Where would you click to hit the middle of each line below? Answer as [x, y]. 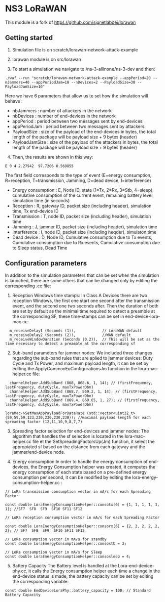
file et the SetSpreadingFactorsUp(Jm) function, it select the [94, 441]
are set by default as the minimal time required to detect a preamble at [83, 311]
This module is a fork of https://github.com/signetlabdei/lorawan [71, 22]
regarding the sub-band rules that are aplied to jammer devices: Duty [82, 358]
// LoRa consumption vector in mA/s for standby [56, 539]
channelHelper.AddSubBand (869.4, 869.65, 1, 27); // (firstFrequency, [85, 400]
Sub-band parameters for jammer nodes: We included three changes [82, 353]
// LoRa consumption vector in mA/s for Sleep [54, 552]
